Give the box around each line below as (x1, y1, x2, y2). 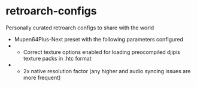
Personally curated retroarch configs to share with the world (5, 24, 154, 31)
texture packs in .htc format (23, 55, 92, 62)
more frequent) (23, 74, 61, 81)
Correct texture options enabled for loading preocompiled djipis (23, 48, 180, 55)
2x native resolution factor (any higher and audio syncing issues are (23, 67, 191, 74)
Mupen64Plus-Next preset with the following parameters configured (14, 35, 184, 43)
